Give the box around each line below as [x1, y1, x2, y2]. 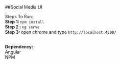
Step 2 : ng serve [5, 24, 40, 30]
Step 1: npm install [5, 19, 45, 24]
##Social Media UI [5, 4, 43, 10]
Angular [5, 49, 21, 55]
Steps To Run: [5, 14, 33, 19]
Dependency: [5, 44, 33, 49]
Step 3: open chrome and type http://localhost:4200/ [5, 29, 117, 35]
